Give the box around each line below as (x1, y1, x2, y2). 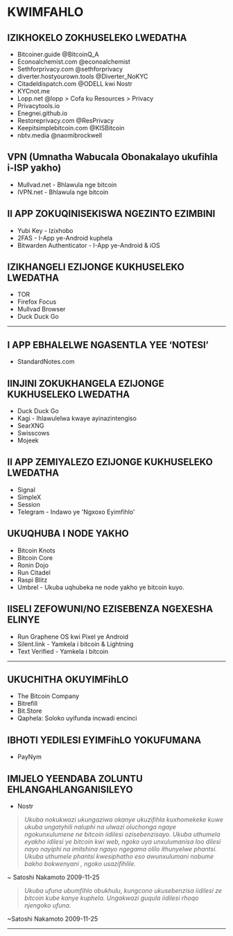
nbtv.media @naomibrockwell (17, 131, 103, 139)
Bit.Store (17, 707, 42, 715)
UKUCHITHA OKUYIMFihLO (7, 673, 129, 685)
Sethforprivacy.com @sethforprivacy (17, 65, 123, 73)
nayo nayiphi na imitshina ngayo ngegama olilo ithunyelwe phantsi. (24, 844, 217, 853)
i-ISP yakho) (7, 162, 62, 174)
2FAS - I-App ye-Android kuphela (17, 234, 113, 242)
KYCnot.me (17, 87, 51, 95)
